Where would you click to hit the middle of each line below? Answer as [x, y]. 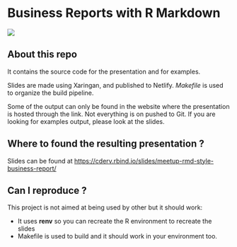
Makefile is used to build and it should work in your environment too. [117, 236]
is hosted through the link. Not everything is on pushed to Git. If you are [111, 114]
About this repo [42, 54]
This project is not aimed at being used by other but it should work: [105, 207]
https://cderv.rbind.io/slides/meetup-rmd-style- [144, 161]
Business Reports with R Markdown [114, 13]
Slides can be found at [40, 161]
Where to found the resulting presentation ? [106, 144]
